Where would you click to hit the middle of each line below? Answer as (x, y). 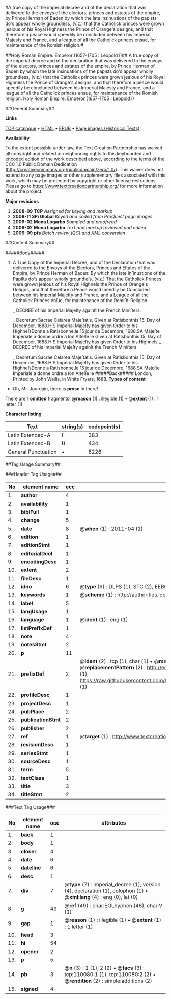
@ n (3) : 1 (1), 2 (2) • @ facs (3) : (105, 968)
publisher (33, 728)
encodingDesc (39, 562)
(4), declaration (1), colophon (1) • (106, 891)
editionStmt (35, 545)
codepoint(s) (104, 427)
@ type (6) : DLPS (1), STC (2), (117, 586)
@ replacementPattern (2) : (113, 668)
